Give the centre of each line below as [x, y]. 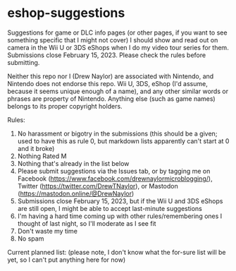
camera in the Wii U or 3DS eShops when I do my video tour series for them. [118, 47]
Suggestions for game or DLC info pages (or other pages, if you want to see [117, 32]
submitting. [24, 62]
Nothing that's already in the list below [73, 163]
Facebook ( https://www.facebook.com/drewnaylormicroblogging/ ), [115, 179]
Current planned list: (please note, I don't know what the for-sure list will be [117, 252]
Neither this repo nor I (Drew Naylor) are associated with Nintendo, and [111, 76]
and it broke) [36, 148]
